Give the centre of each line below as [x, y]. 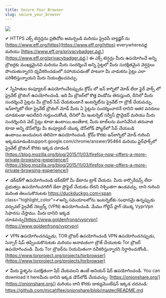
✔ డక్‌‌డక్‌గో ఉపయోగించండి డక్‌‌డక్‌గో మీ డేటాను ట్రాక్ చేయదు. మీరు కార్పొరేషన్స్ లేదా [79, 180]
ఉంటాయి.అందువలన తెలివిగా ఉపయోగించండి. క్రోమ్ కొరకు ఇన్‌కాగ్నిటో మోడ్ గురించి [78, 134]
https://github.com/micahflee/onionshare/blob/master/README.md [74, 290]
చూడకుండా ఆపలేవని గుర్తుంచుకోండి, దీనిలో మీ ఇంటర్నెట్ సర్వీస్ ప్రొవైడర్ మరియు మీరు [80, 115]
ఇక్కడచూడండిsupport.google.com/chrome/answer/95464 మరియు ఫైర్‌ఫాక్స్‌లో [81, 141]
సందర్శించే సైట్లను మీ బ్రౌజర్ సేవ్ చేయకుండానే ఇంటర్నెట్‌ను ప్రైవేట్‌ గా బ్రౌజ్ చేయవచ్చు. [79, 102]
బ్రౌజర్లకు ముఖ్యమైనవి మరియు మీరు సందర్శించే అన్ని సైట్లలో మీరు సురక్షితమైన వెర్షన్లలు [80, 64]
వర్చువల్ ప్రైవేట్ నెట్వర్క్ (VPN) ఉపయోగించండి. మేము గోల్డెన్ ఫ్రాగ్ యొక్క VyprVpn [79, 206]
